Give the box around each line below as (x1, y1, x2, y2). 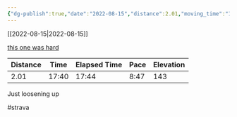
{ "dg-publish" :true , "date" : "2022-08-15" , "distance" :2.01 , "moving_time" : (7, 10, 226, 18)
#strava (7, 103, 30, 111)
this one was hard (7, 43, 59, 51)
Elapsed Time (75, 60, 123, 69)
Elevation (152, 60, 186, 69)
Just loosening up (7, 89, 60, 98)
